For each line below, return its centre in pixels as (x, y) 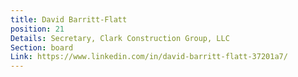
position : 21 (37, 29)
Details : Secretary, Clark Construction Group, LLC (120, 38)
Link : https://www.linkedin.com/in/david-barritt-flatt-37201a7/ (149, 57)
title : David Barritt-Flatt (69, 19)
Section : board (42, 47)
